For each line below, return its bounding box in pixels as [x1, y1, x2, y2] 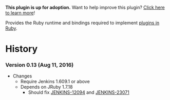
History [5, 43, 38, 55]
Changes [12, 73, 32, 79]
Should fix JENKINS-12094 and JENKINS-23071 [28, 89, 129, 95]
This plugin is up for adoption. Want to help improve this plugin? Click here [5, 5, 165, 10]
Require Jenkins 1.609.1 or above [20, 78, 90, 85]
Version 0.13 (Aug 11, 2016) [5, 62, 74, 69]
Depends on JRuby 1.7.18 [20, 84, 73, 90]
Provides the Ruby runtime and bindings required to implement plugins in [5, 20, 160, 26]
